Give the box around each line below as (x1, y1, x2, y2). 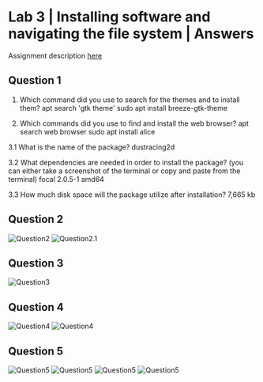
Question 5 (8, 344, 64, 357)
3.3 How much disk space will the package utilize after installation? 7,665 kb (8, 190, 256, 199)
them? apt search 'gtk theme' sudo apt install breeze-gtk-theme (19, 103, 227, 112)
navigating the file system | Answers (8, 25, 254, 43)
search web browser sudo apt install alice (19, 127, 156, 136)
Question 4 (8, 301, 65, 314)
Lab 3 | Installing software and (8, 8, 211, 26)
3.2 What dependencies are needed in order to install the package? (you (8, 157, 244, 167)
